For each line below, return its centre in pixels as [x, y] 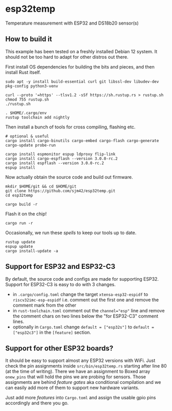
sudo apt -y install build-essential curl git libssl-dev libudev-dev [82, 82]
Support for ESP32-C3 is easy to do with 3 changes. [61, 284]
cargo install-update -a [32, 251]
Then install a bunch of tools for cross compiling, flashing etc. [70, 127]
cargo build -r [21, 204]
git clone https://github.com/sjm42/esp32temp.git [60, 191]
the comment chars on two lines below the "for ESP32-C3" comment [85, 316]
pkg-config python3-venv [32, 86]
